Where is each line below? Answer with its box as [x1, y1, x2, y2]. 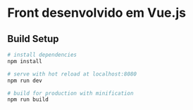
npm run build [7, 96, 49, 103]
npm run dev [7, 77, 42, 84]
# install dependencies [7, 51, 77, 58]
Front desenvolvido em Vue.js [7, 5, 187, 21]
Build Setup [7, 33, 59, 45]
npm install [7, 57, 42, 64]
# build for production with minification [7, 90, 134, 97]
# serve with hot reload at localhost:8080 [7, 70, 137, 78]
